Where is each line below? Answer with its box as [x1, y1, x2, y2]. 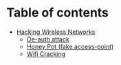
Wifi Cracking [26, 50, 66, 58]
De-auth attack [26, 35, 69, 43]
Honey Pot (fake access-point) [26, 42, 114, 50]
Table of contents [6, 5, 109, 21]
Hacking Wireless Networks [16, 28, 96, 36]
